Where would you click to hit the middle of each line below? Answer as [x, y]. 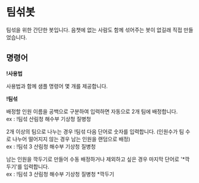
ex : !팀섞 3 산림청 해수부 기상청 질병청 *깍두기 [60, 174]
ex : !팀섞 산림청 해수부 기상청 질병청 [49, 119]
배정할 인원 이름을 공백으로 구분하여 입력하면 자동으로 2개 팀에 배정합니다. [92, 111]
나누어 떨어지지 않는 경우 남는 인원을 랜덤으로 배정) [71, 139]
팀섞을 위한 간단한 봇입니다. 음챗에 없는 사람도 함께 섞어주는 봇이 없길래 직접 [94, 30]
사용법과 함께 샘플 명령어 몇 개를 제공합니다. [57, 86]
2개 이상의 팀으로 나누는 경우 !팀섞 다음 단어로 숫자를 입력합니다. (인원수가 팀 [95, 131]
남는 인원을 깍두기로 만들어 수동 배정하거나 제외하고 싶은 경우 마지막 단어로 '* [96, 159]
